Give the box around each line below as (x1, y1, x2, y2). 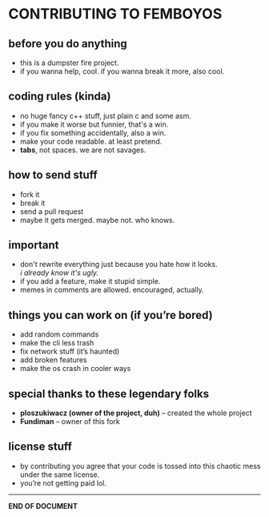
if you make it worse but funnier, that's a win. (19, 119, 169, 129)
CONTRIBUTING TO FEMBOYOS (8, 5, 223, 23)
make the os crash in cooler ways (19, 364, 131, 374)
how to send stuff (8, 168, 98, 182)
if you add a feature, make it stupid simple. (19, 277, 161, 286)
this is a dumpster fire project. (19, 58, 119, 67)
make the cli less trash (19, 338, 94, 348)
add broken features (19, 355, 87, 365)
